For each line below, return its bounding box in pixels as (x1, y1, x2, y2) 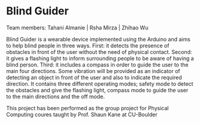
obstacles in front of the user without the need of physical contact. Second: (6, 48, 192, 55)
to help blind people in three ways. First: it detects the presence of (6, 42, 170, 49)
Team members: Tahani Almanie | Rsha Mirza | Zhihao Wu (6, 24, 149, 31)
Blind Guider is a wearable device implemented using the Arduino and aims (6, 35, 191, 43)
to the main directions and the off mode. (6, 93, 105, 100)
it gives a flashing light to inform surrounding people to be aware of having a (6, 55, 194, 62)
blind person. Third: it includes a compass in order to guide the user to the (6, 61, 189, 68)
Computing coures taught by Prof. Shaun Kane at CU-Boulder (6, 111, 158, 118)
